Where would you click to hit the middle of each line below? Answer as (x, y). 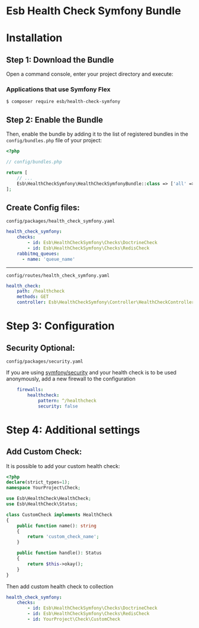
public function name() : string (57, 526)
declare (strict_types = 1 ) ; (38, 482)
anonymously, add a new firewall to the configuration (71, 379)
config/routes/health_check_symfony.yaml (58, 275)
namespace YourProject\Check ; (44, 488)
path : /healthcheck (41, 291)
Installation (34, 38)
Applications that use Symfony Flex (58, 89)
